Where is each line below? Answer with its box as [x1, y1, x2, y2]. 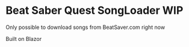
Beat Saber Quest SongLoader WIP [5, 4, 184, 17]
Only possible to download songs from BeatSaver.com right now [5, 23, 166, 31]
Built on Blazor [5, 35, 42, 42]
